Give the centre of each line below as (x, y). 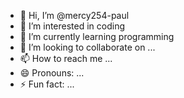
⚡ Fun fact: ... (47, 84)
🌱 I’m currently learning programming (97, 36)
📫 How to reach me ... (66, 58)
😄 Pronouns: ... (52, 73)
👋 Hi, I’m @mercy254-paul (74, 15)
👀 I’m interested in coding (72, 26)
